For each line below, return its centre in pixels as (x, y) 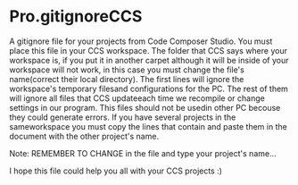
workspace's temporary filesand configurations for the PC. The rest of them (149, 88)
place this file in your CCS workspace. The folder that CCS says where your (149, 50)
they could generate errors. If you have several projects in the (123, 117)
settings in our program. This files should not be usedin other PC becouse (145, 107)
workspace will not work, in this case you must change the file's (127, 70)
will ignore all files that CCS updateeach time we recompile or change (137, 98)
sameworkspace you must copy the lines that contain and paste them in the (148, 126)
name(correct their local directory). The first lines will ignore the (127, 79)
